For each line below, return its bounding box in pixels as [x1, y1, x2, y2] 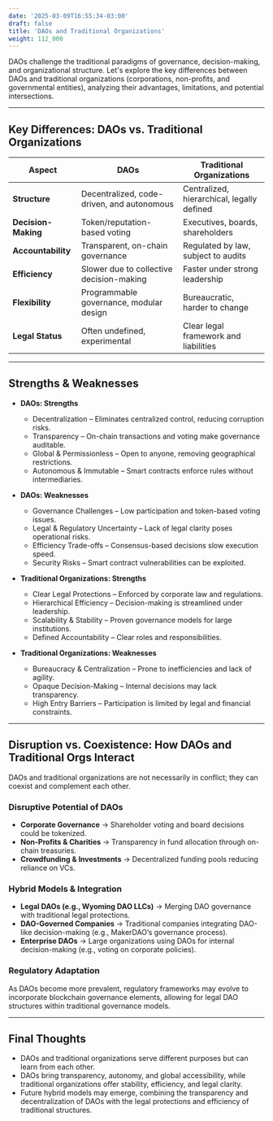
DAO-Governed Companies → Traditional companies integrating [19, 919, 237, 928]
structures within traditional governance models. [8, 1001, 171, 1011]
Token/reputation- [80, 217, 152, 228]
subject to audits [182, 250, 246, 262]
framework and [182, 331, 241, 342]
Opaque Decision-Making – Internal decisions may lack [32, 681, 217, 690]
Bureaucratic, [182, 292, 234, 303]
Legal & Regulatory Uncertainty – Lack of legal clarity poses [32, 523, 233, 533]
